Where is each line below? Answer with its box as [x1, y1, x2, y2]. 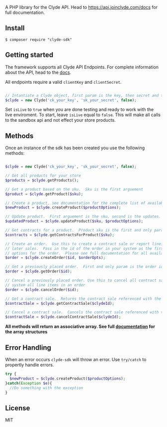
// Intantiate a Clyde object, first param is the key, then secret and [5, 93, 159, 98]
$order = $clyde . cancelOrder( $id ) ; [5, 287, 79, 292]
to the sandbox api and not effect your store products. [5, 117, 116, 123]
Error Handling [5, 343, 51, 352]
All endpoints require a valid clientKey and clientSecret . [5, 79, 122, 85]
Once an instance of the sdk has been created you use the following [5, 145, 145, 151]
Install [5, 24, 25, 32]
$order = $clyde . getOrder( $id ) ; [5, 269, 72, 274]
